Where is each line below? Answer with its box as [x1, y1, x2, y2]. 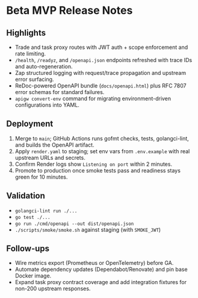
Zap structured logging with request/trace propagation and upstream [14, 69, 187, 76]
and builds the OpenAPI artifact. [14, 141, 94, 148]
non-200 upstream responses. [14, 285, 91, 293]
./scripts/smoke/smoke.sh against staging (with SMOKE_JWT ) [14, 226, 161, 233]
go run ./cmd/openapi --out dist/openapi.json [14, 221, 134, 227]
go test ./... [14, 214, 51, 220]
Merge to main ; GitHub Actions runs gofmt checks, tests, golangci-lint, [14, 135, 190, 142]
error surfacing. [14, 76, 54, 83]
